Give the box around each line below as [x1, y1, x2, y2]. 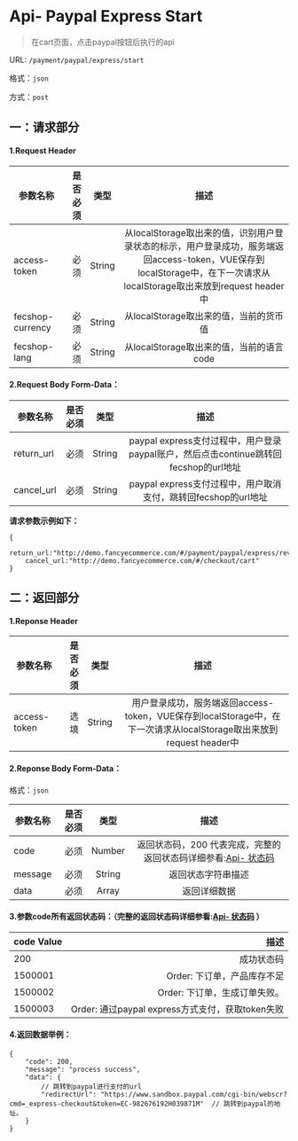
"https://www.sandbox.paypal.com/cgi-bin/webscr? [100, 1090, 288, 1098]
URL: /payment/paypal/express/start [9, 54, 145, 65]
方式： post [9, 91, 49, 102]
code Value [13, 935, 63, 948]
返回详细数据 [182, 885, 237, 897]
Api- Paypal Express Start [9, 6, 203, 27]
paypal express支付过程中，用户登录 [129, 434, 282, 447]
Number [90, 844, 126, 856]
